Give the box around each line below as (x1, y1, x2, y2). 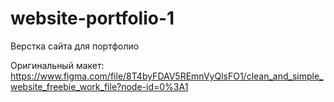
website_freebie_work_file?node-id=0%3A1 (10, 80, 189, 92)
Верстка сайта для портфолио (10, 40, 140, 52)
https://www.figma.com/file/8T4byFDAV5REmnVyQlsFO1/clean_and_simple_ (10, 70, 324, 82)
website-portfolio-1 (10, 7, 175, 30)
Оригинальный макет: (10, 59, 105, 71)
